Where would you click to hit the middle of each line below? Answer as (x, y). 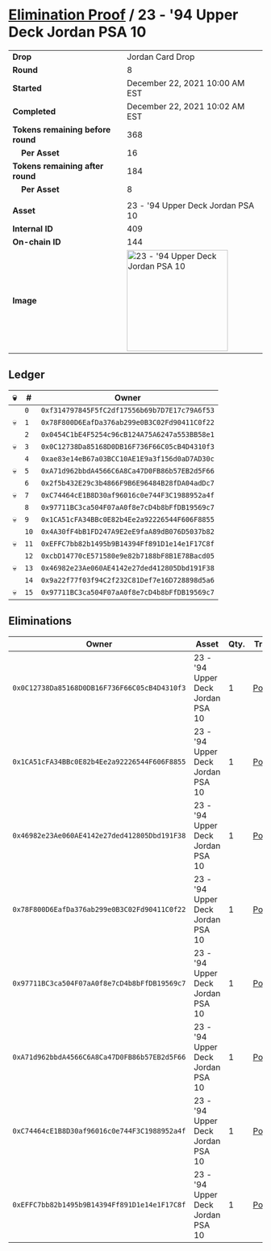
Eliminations (40, 621)
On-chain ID (37, 242)
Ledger (27, 375)
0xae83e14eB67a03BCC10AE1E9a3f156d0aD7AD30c (128, 458)
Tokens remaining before (62, 129)
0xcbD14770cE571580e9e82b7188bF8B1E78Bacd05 (128, 556)
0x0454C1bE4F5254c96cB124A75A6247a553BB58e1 (128, 434)
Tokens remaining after (58, 166)
